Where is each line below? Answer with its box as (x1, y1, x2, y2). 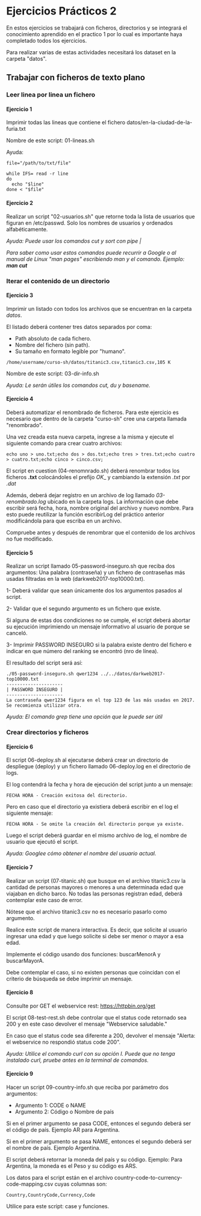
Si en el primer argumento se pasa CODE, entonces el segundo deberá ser (6, 1120, 191, 1127)
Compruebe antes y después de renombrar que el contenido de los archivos (6, 528, 196, 536)
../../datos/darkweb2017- (100, 671, 165, 677)
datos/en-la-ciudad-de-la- (126, 119, 193, 126)
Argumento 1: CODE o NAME (14, 1102, 86, 1109)
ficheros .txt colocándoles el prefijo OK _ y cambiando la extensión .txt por (6, 473, 191, 480)
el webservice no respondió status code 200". (6, 1038, 121, 1045)
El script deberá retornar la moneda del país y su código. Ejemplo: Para (6, 1156, 182, 1163)
